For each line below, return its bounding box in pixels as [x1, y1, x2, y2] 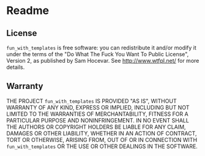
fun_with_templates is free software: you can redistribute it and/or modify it [6, 44, 197, 51]
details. [6, 63, 25, 71]
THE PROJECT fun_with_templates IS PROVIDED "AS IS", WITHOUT [6, 97, 177, 104]
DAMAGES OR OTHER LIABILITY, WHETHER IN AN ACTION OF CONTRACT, [6, 129, 197, 137]
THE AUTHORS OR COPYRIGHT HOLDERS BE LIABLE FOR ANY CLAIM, [6, 123, 186, 130]
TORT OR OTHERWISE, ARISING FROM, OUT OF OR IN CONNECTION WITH [6, 136, 198, 143]
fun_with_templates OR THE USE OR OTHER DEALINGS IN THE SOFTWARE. [6, 143, 198, 150]
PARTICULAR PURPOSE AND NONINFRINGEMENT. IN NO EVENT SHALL [6, 116, 190, 124]
